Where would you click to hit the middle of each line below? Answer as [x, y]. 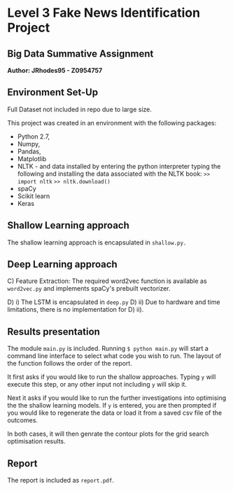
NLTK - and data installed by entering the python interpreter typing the [119, 166]
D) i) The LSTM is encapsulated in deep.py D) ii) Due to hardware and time [114, 302]
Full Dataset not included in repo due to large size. [79, 109]
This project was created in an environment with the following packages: [112, 123]
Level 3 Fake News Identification [104, 13]
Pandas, [29, 151]
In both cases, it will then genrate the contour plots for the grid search [108, 434]
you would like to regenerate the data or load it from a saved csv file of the [115, 413]
